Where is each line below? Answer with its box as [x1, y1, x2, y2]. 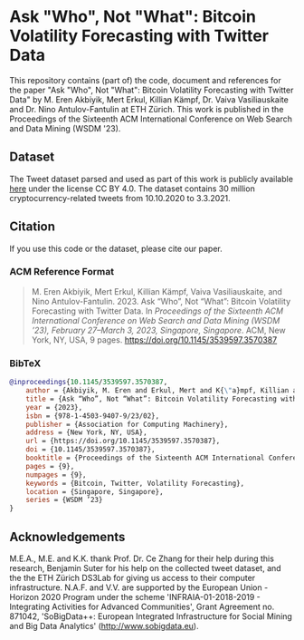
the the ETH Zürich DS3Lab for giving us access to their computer [9, 572, 256, 583]
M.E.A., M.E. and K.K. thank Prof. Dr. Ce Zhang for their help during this [9, 553, 274, 564]
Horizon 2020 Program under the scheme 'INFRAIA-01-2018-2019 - [9, 591, 261, 602]
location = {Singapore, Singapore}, [25, 487, 165, 496]
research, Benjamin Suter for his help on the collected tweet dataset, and [9, 562, 282, 573]
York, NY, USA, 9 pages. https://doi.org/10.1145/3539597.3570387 [31, 334, 278, 345]
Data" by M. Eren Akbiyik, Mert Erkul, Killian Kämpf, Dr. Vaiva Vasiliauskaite [9, 93, 290, 105]
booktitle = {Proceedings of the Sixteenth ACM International [25, 453, 265, 463]
